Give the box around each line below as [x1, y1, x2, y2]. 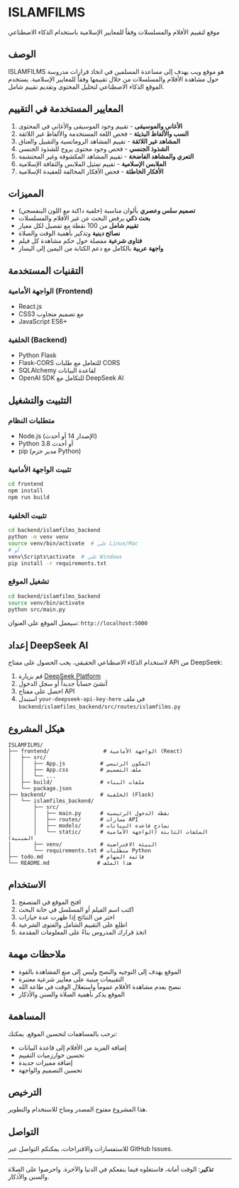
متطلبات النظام [8, 415, 55, 425]
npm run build [8, 494, 50, 501]
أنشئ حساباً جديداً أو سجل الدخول [18, 680, 108, 688]
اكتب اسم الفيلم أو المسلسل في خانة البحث [18, 905, 134, 913]
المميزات [8, 187, 45, 200]
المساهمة [8, 1010, 45, 1023]
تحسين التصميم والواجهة [18, 1066, 82, 1074]
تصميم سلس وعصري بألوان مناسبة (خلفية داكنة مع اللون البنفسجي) [18, 207, 196, 215]
